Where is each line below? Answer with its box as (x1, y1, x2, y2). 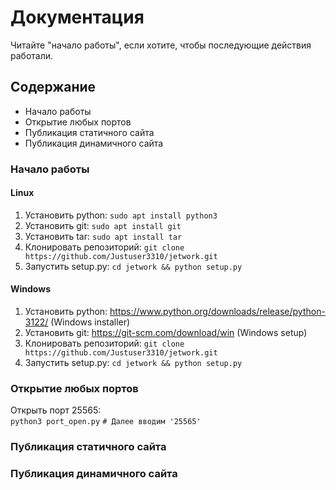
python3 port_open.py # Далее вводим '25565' (10, 417, 202, 427)
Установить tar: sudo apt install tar (24, 230, 183, 242)
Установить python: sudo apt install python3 (24, 209, 218, 221)
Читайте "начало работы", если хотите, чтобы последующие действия (10, 39, 312, 51)
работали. (10, 49, 54, 61)
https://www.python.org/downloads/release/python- (109, 306, 326, 318)
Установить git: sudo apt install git (24, 219, 182, 231)
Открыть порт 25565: (10, 404, 102, 416)
